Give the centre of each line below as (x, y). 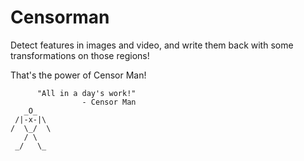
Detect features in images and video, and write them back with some (152, 45)
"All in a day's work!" (86, 93)
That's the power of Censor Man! (78, 75)
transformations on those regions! (80, 55)
